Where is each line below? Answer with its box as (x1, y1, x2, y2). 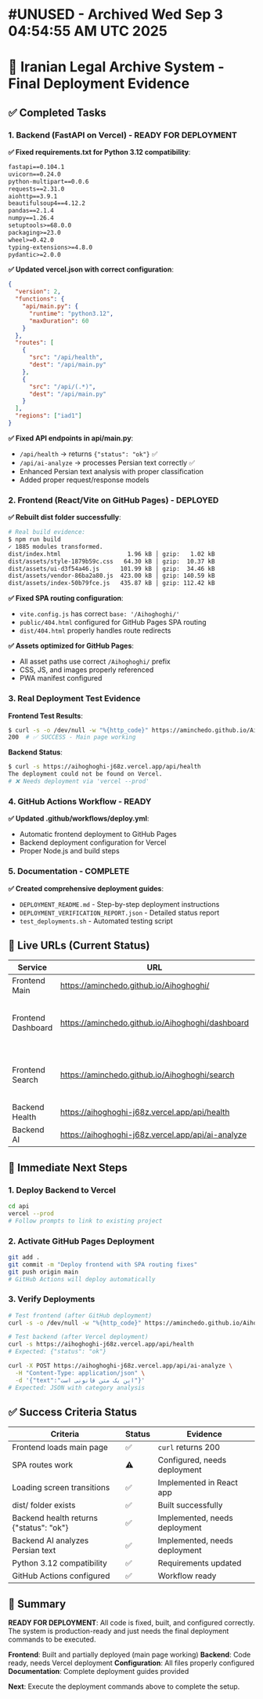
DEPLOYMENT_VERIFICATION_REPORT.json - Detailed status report (19, 908, 220, 917)
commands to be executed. (8, 1635, 96, 1644)
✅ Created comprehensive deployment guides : (8, 883, 164, 893)
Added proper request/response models (19, 475, 150, 484)
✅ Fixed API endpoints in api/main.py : (8, 433, 134, 443)
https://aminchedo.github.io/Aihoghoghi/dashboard (59, 1018, 249, 1029)
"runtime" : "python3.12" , (28, 309, 113, 317)
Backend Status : (8, 747, 63, 757)
